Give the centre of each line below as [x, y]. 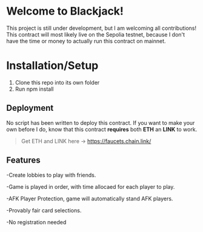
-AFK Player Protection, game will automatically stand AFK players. [90, 199]
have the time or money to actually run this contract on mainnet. [86, 41]
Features [23, 160]
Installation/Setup [52, 66]
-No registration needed [36, 222]
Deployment [30, 108]
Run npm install [34, 89]
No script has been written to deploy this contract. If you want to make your [101, 122]
